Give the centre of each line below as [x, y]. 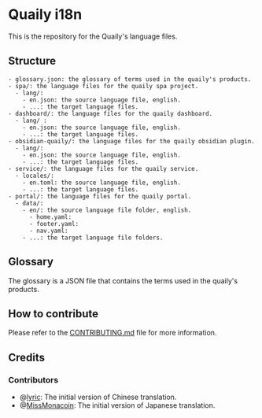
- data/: [30, 203]
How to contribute [54, 314]
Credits [27, 357]
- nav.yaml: [48, 231]
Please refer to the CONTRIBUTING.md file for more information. [113, 333]
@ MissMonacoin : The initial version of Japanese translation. [117, 405]
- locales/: [35, 176]
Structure [32, 61]
